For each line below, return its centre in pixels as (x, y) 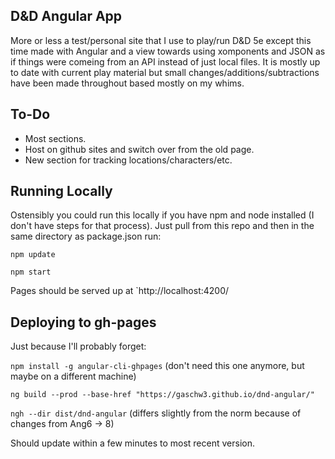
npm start (31, 272)
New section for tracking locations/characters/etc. (128, 160)
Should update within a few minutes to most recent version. (132, 443)
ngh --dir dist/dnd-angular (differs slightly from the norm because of (156, 413)
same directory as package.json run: (86, 236)
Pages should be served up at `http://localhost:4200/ (120, 291)
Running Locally (61, 191)
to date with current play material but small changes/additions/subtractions (165, 72)
